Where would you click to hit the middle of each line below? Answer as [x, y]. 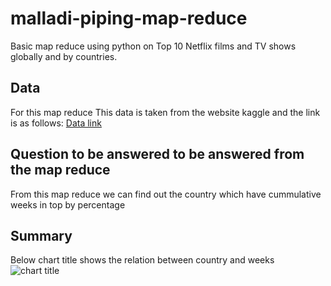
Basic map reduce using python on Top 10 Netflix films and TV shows [153, 46]
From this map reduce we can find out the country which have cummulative [166, 194]
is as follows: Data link [56, 123]
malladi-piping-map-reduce [129, 18]
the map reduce [60, 170]
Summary [41, 235]
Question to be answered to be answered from [157, 154]
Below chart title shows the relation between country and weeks [142, 260]
